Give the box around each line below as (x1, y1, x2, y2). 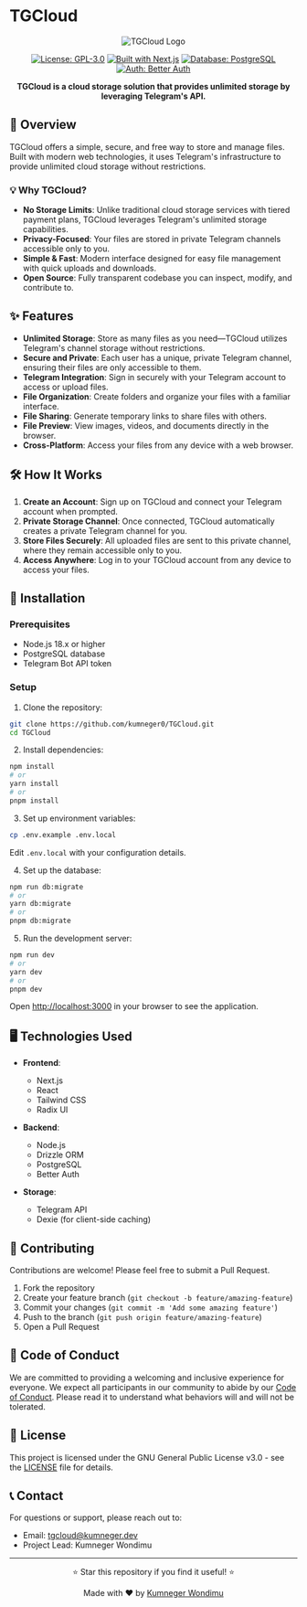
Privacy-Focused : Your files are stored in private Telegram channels (22, 234, 281, 245)
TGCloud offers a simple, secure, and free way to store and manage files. (9, 141, 285, 152)
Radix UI (36, 1104, 69, 1115)
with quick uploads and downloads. (22, 262, 157, 274)
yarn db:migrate (9, 899, 71, 909)
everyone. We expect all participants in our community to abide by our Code (9, 1381, 297, 1392)
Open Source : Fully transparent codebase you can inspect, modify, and (22, 272, 292, 283)
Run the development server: (22, 933, 132, 944)
